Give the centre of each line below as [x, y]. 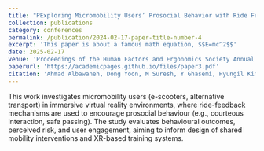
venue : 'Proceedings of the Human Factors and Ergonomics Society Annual [132, 60]
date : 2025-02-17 [37, 52]
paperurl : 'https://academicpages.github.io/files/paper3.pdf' [114, 67]
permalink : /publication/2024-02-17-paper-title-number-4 [105, 37]
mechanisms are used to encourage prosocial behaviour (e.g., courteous [126, 113]
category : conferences [45, 30]
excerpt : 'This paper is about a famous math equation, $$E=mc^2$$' [123, 45]
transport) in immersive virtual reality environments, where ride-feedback [127, 105]
